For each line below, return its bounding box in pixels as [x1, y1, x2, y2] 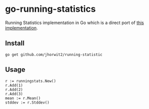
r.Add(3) [5, 91, 23, 96]
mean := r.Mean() [5, 96, 41, 101]
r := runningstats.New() [5, 79, 56, 83]
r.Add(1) [5, 82, 23, 88]
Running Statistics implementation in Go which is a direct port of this [5, 20, 144, 26]
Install [5, 39, 25, 48]
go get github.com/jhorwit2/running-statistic [5, 52, 103, 57]
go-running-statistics [5, 3, 96, 15]
